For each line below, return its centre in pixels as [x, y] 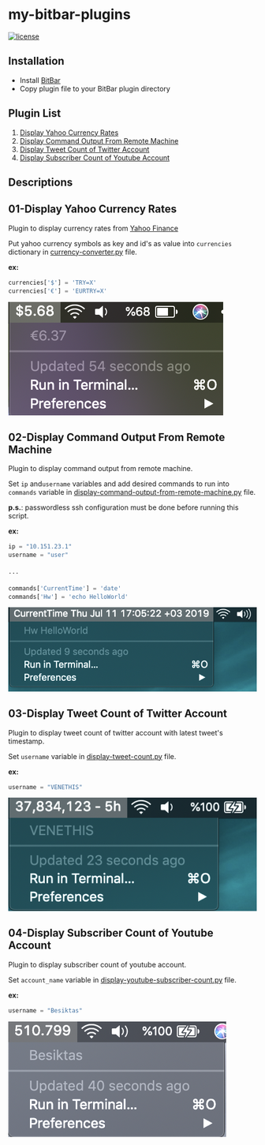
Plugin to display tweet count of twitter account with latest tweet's [116, 732]
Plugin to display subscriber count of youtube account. [97, 964]
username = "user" [38, 555]
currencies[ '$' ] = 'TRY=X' [52, 283]
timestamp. [26, 741]
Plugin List [35, 113]
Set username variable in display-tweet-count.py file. [92, 756]
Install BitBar [40, 80]
